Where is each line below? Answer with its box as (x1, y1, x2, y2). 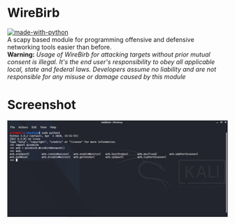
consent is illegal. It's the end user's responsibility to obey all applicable (7, 57, 215, 66)
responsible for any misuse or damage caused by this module (7, 72, 186, 81)
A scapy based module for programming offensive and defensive (7, 35, 194, 43)
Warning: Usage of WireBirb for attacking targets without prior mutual (7, 50, 211, 59)
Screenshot (7, 97, 76, 113)
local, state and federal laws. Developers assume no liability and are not (7, 65, 217, 73)
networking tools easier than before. (7, 43, 112, 51)
